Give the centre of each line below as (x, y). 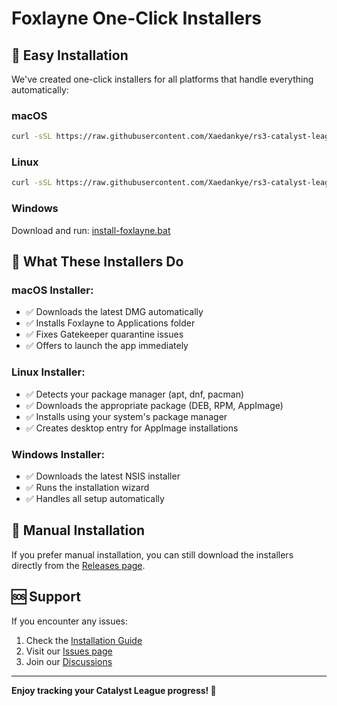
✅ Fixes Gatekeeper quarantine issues (104, 334)
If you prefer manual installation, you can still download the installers (152, 554)
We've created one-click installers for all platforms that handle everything (162, 79)
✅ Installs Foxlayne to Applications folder (110, 323)
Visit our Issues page (69, 651)
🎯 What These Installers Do (97, 262)
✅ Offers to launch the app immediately (107, 346)
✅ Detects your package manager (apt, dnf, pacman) (135, 394)
